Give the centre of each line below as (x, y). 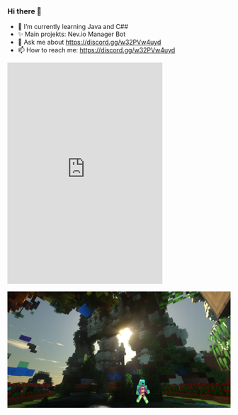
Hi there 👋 (25, 11)
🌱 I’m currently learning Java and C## (73, 27)
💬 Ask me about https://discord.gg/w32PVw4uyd (89, 42)
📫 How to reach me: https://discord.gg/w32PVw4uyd (96, 50)
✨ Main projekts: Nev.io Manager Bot (72, 34)
